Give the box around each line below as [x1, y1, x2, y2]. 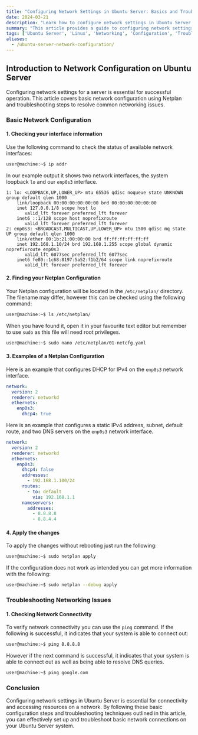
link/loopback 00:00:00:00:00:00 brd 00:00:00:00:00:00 [16, 200, 157, 206]
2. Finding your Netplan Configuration [6, 274, 101, 281]
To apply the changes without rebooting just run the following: [6, 542, 157, 549]
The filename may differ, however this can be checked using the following [6, 294, 186, 301]
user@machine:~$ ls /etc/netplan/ [6, 311, 91, 317]
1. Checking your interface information [6, 131, 103, 138]
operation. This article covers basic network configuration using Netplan [6, 95, 182, 102]
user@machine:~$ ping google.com [6, 670, 88, 676]
